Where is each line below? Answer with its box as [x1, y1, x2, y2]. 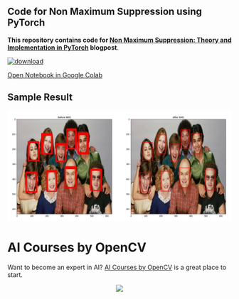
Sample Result [7, 92, 73, 104]
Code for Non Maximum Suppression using [7, 6, 203, 18]
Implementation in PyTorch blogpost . [7, 43, 119, 52]
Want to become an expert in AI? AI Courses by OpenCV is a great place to [7, 263, 227, 271]
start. [7, 270, 23, 279]
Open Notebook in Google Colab [7, 70, 103, 79]
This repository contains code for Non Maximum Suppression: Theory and [7, 36, 232, 44]
